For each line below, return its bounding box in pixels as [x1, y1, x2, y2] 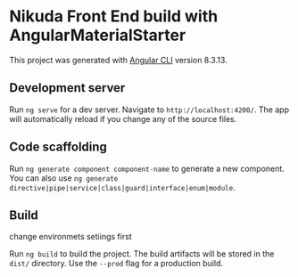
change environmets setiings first [9, 232, 132, 242]
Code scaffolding [9, 140, 107, 155]
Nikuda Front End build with [9, 6, 219, 27]
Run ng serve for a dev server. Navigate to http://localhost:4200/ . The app [9, 104, 290, 115]
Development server [9, 80, 126, 95]
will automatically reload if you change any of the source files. [9, 113, 237, 124]
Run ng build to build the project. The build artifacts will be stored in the [9, 248, 275, 259]
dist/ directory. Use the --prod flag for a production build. [9, 258, 223, 269]
